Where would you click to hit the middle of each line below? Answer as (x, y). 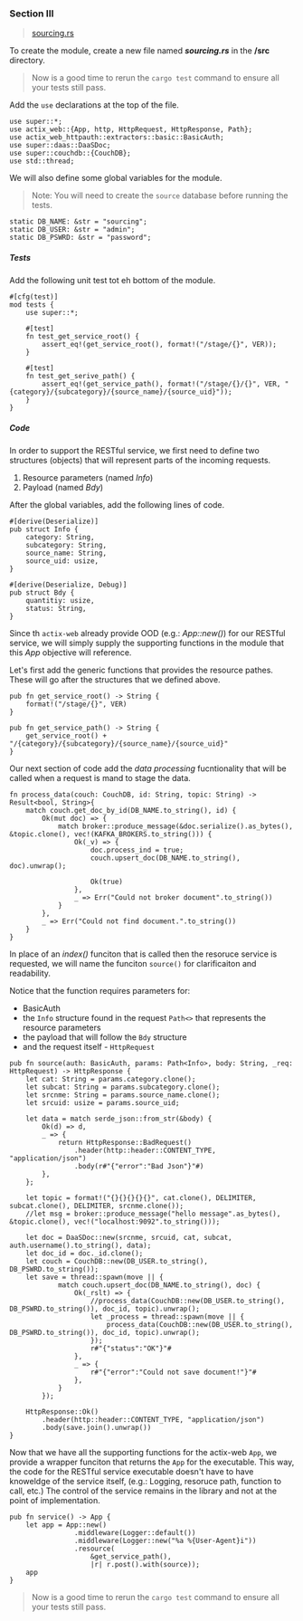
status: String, (57, 609)
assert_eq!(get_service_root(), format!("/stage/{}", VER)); (160, 345)
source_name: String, (66, 553)
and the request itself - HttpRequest (89, 1047)
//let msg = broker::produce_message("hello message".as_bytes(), (153, 1214)
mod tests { (32, 305)
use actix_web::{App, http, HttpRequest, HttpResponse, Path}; (131, 129)
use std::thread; (42, 161)
